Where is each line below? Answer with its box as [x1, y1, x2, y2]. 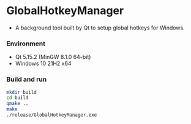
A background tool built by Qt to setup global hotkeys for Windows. [15, 24, 185, 31]
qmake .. [6, 101, 29, 107]
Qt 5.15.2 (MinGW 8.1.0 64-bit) [15, 53, 91, 61]
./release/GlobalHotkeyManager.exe [6, 112, 97, 118]
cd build [6, 95, 29, 101]
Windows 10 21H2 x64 [15, 60, 72, 68]
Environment [6, 39, 46, 48]
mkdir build [6, 89, 37, 95]
